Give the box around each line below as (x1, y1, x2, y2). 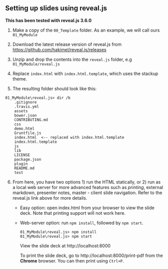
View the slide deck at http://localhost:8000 (20, 242, 111, 248)
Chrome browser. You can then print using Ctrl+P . (20, 257, 124, 263)
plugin (14, 161, 28, 166)
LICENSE (14, 152, 30, 157)
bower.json (14, 113, 37, 118)
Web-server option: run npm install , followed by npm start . (20, 220, 144, 226)
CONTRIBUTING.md (14, 117, 49, 122)
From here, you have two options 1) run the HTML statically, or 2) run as (12, 178, 161, 185)
